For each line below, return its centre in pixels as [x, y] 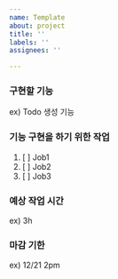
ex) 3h [21, 221]
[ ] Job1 [36, 157]
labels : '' [29, 42]
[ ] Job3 [36, 176]
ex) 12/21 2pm [35, 265]
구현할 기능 [31, 92]
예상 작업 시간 [37, 201]
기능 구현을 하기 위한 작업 [60, 137]
